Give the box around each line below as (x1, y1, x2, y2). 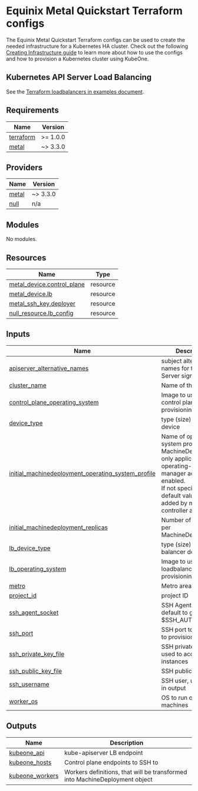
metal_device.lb (9, 290, 52, 298)
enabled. (161, 477, 186, 485)
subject (161, 356, 182, 365)
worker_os (9, 697, 38, 705)
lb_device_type (9, 544, 51, 552)
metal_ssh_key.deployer (9, 300, 75, 307)
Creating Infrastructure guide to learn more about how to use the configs (6, 49, 183, 56)
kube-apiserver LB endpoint (64, 748, 143, 757)
